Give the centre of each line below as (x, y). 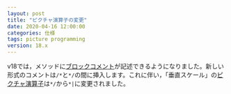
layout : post (26, 13)
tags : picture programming (46, 39)
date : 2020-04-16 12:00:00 (46, 26)
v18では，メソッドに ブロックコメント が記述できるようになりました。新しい (115, 66)
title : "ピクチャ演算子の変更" (47, 20)
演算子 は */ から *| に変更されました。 (78, 83)
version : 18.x (28, 46)
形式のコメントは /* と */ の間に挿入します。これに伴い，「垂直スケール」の (112, 75)
